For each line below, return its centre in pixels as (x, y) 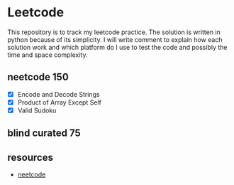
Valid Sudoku (37, 110)
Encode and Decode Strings (59, 94)
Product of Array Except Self (59, 102)
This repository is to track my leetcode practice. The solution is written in (114, 32)
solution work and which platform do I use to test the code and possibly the (117, 47)
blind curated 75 (44, 133)
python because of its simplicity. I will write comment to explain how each (115, 39)
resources (30, 157)
